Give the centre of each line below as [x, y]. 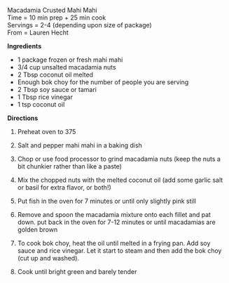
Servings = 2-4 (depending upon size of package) [79, 25]
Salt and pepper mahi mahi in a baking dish [79, 145]
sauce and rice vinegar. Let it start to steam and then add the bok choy [119, 251]
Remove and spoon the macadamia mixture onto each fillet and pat [114, 215]
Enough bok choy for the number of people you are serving [103, 82]
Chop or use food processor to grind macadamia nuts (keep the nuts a [119, 159]
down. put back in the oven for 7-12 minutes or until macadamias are [116, 222]
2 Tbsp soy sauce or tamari [57, 90]
